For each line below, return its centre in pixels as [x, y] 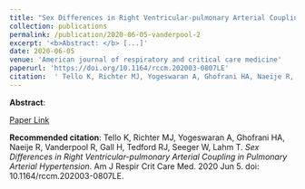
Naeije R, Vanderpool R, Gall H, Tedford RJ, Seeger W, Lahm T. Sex [134, 146]
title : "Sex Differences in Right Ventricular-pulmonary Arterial [138, 18]
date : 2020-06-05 [42, 52]
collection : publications [58, 26]
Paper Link [30, 119]
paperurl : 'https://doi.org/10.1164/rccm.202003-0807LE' [119, 69]
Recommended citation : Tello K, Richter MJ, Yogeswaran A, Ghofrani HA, [148, 137]
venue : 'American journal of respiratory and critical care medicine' [146, 60]
